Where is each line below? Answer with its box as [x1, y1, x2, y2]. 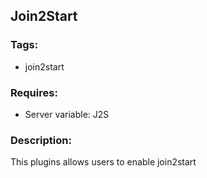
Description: [10, 133, 72, 147]
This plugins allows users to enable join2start [10, 156, 197, 168]
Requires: [10, 85, 58, 99]
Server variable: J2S [24, 108, 110, 120]
